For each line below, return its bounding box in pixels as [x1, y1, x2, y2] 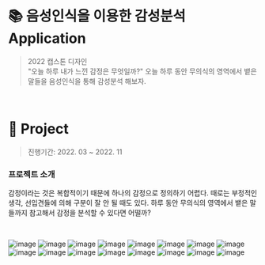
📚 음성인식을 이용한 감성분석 [8, 7, 186, 25]
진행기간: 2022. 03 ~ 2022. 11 [27, 147, 123, 157]
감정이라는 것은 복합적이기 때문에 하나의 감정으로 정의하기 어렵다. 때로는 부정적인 [8, 188, 258, 198]
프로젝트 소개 [8, 168, 55, 180]
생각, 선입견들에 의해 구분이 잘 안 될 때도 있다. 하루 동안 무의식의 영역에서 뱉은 [8, 199, 248, 208]
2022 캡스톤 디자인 [27, 56, 88, 66]
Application [8, 29, 86, 47]
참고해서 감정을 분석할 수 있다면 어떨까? [28, 208, 152, 218]
